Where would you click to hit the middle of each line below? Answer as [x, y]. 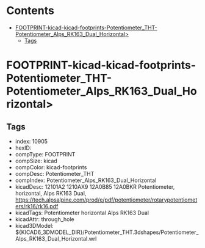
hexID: [23, 148]
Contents [31, 11]
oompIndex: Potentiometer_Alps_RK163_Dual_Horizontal [86, 180]
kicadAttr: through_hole [45, 219]
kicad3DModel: [34, 225]
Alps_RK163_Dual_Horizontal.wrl [56, 238]
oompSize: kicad [36, 161]
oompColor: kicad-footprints [51, 167]
